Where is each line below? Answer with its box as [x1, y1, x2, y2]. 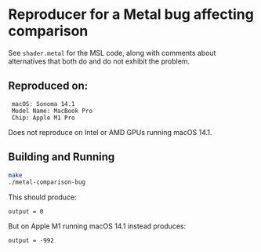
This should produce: [8, 192, 77, 202]
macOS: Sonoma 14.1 [11, 100, 76, 108]
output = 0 [8, 208, 44, 216]
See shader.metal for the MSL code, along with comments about [8, 48, 216, 57]
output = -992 [8, 237, 55, 245]
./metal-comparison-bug [8, 178, 86, 186]
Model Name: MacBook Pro [11, 107, 92, 115]
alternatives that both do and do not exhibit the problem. [8, 57, 190, 66]
